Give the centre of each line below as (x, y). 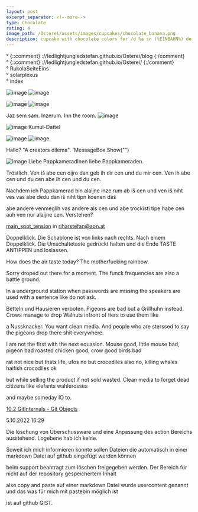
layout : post (22, 12)
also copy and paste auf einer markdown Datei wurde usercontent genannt (97, 485)
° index (15, 81)
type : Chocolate (26, 22)
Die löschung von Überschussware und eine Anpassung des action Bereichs (99, 432)
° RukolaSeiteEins (27, 68)
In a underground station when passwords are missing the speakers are (93, 291)
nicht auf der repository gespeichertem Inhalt (61, 474)
